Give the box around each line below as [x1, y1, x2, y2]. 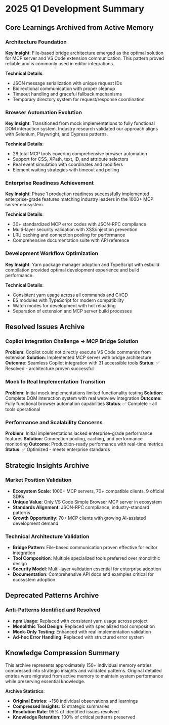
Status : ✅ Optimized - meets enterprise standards [5, 446, 110, 452]
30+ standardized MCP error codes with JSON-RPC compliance [12, 221, 147, 228]
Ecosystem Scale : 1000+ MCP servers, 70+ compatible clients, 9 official [12, 488, 164, 494]
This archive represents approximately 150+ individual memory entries [5, 662, 152, 668]
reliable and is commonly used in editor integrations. [5, 60, 115, 66]
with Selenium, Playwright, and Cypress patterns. [5, 131, 108, 137]
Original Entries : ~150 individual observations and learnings [12, 698, 138, 704]
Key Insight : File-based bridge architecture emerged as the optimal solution [5, 50, 163, 56]
